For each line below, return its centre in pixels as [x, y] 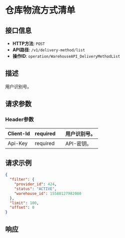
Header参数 [19, 120]
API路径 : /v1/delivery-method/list [49, 50]
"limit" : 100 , [24, 203]
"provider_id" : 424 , [35, 184]
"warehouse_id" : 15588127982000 [48, 193]
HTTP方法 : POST [28, 44]
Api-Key [18, 143]
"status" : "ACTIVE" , [35, 189]
